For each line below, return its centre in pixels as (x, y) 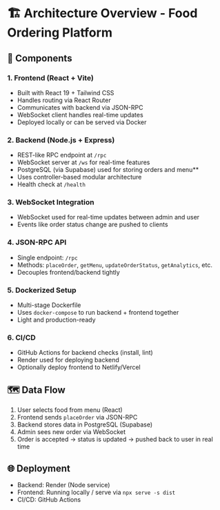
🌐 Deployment (39, 468)
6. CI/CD (21, 337)
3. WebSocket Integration (51, 202)
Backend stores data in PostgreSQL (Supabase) (85, 424)
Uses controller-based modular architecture (79, 177)
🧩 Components (40, 58)
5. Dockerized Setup (42, 290)
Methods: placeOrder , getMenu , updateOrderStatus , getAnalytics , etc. (114, 265)
